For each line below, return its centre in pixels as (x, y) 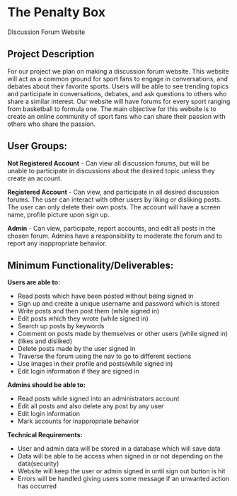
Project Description (51, 54)
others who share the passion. (52, 124)
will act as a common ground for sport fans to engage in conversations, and (118, 79)
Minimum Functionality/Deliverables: (91, 265)
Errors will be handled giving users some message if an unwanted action (123, 479)
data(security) (38, 463)
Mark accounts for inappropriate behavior (78, 421)
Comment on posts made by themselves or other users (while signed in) (123, 334)
